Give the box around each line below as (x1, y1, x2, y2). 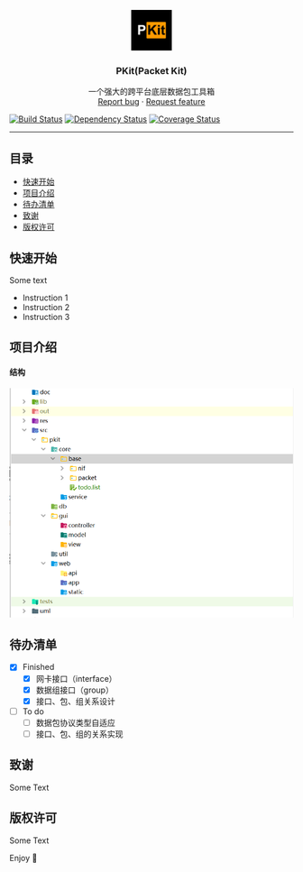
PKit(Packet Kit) (115, 64, 188, 77)
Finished (22, 662, 55, 673)
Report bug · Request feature (97, 96, 206, 107)
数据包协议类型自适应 (35, 717, 115, 728)
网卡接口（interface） (35, 673, 117, 684)
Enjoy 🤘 (9, 852, 38, 863)
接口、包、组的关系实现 (35, 728, 124, 739)
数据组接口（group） (35, 684, 115, 695)
